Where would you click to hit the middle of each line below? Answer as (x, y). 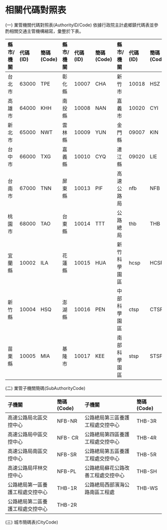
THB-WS (147, 488)
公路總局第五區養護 (107, 451)
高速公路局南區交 (28, 451)
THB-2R (67, 505)
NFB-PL (67, 471)
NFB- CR (68, 438)
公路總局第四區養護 (107, 434)
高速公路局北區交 (28, 417)
